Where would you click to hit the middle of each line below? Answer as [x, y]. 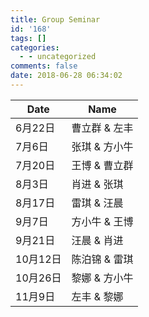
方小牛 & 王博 [102, 221]
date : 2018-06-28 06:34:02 [66, 76]
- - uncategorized [58, 57]
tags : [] [28, 38]
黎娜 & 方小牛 [102, 278]
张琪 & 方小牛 [102, 146]
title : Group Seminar [55, 19]
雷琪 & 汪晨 [97, 203]
